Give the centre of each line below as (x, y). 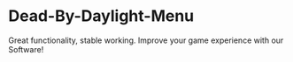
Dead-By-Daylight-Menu (101, 16)
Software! (26, 49)
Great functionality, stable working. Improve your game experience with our (146, 40)
